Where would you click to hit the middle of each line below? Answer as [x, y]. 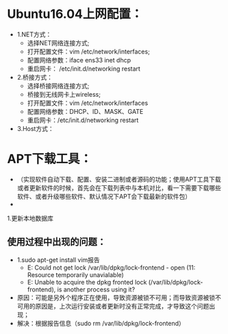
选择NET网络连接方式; [58, 43]
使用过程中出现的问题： [56, 242]
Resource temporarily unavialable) [76, 274]
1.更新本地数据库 [30, 218]
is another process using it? [96, 289]
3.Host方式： [35, 128]
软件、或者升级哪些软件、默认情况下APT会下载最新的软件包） [104, 196]
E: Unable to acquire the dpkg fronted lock [87, 282]
